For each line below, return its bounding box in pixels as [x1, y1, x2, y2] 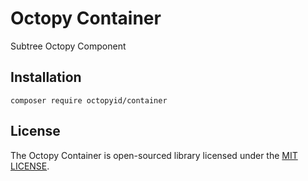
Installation [10, 69, 82, 86]
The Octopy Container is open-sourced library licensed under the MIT [10, 149, 298, 161]
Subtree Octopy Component [10, 40, 127, 52]
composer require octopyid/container [10, 95, 168, 106]
